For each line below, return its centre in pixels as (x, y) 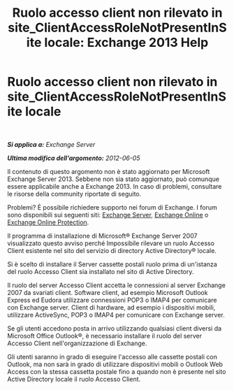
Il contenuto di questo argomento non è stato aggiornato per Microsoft (109, 171)
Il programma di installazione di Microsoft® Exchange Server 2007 (102, 236)
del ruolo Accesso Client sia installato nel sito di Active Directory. (101, 271)
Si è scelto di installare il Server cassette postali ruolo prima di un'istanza (112, 264)
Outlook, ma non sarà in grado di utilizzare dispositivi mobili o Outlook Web (115, 364)
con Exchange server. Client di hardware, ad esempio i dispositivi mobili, (111, 307)
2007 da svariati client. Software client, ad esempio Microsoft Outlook (108, 292)
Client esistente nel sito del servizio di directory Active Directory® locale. (112, 250)
